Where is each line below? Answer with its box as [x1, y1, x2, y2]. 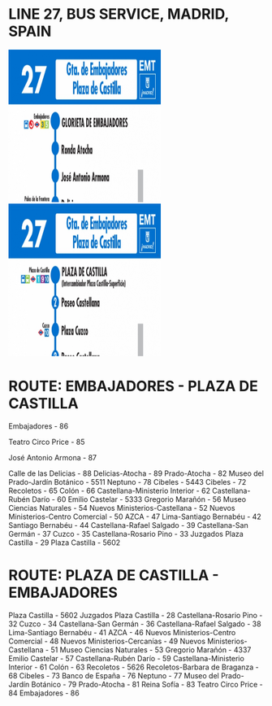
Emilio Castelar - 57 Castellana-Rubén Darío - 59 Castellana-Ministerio [8, 653, 245, 663]
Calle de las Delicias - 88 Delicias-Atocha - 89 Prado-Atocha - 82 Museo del [8, 468, 264, 478]
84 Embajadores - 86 [8, 688, 80, 698]
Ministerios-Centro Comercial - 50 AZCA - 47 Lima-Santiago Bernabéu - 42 [8, 512, 261, 521]
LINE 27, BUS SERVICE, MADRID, [8, 5, 229, 24]
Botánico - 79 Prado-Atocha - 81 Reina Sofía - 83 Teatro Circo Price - [31, 679, 263, 689]
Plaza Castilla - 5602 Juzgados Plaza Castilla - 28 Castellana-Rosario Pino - [8, 610, 263, 620]
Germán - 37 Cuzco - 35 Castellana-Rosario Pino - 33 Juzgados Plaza [8, 529, 244, 538]
